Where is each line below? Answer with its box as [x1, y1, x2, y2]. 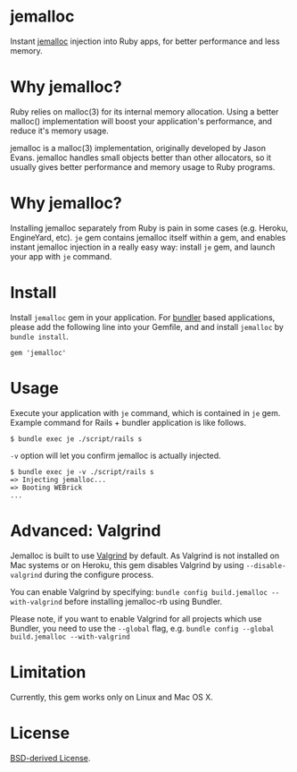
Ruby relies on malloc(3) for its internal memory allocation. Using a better [10, 106, 279, 117]
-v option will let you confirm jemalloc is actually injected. [10, 450, 221, 461]
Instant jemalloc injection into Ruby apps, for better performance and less [10, 36, 280, 47]
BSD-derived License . [10, 752, 91, 763]
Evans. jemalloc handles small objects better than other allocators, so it [10, 152, 271, 163]
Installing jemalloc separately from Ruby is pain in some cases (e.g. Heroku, [10, 222, 289, 233]
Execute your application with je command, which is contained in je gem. [10, 407, 281, 418]
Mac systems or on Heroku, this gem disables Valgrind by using [10, 559, 244, 570]
